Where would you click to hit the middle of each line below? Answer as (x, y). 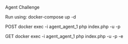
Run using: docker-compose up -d (40, 17)
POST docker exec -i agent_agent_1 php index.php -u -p (63, 26)
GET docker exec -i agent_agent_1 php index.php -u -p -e (64, 36)
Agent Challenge (22, 7)
